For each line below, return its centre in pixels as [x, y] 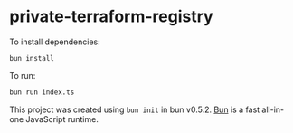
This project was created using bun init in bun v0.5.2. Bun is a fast [135, 109]
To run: [23, 75]
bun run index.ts [42, 92]
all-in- [273, 109]
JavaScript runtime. [62, 119]
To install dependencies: [55, 42]
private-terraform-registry [112, 17]
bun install [32, 58]
